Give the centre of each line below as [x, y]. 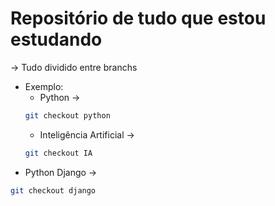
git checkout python [67, 115]
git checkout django [53, 190]
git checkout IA [58, 153]
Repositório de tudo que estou [138, 18]
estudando [56, 39]
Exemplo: [44, 86]
